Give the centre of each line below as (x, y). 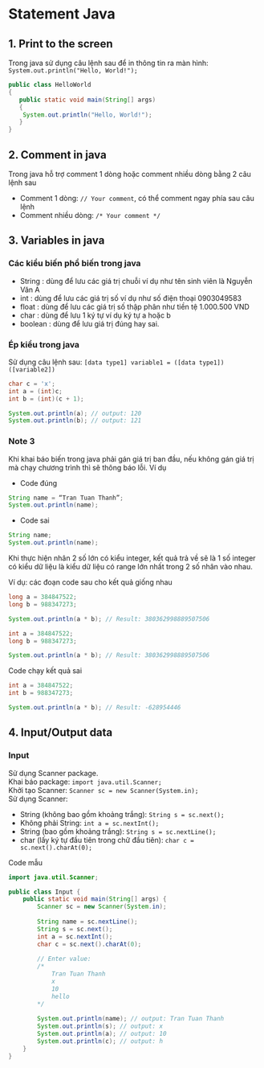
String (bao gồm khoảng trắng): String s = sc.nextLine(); (118, 831)
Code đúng (39, 483)
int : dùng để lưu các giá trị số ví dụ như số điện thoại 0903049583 (131, 298)
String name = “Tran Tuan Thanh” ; (66, 498)
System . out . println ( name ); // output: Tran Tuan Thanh (131, 1019)
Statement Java (62, 14)
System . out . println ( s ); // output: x (100, 1026)
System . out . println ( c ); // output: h (100, 1041)
